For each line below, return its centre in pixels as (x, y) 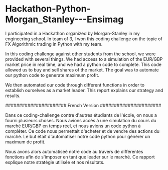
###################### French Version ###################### (83, 105)
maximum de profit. (25, 142)
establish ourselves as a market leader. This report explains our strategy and (84, 90)
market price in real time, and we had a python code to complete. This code (83, 64)
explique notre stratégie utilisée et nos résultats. (55, 162)
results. (13, 96)
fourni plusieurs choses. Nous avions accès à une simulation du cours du (81, 120)
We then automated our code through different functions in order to (75, 85)
